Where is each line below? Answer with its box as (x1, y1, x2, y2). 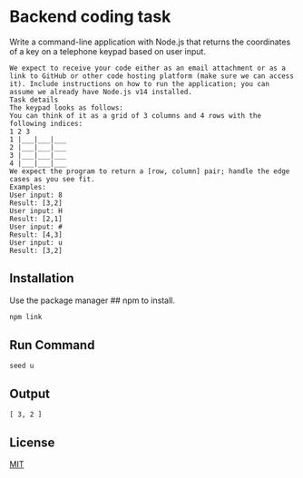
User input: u (9, 238, 64, 247)
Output (9, 385, 50, 401)
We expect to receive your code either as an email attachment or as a (9, 63, 286, 73)
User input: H (9, 206, 64, 215)
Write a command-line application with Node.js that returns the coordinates (9, 36, 291, 47)
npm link (9, 312, 43, 321)
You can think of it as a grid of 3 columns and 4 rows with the (9, 111, 261, 120)
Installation (9, 270, 74, 287)
